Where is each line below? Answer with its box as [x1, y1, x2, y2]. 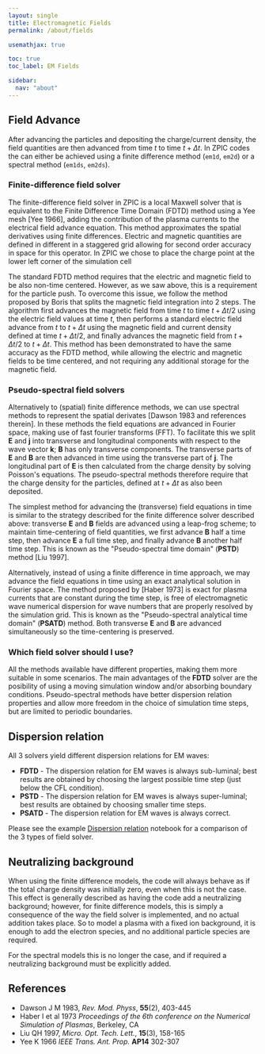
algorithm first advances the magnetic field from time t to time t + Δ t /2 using [8, 305, 256, 315]
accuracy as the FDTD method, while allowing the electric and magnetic [8, 347, 243, 357]
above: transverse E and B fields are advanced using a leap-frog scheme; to [8, 519, 257, 528]
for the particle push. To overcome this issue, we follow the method [8, 289, 228, 298]
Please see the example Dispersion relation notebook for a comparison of [8, 824, 248, 834]
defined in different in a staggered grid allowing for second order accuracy [8, 240, 252, 249]
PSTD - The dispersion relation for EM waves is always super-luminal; [19, 791, 248, 801]
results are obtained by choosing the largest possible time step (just [19, 775, 241, 784]
